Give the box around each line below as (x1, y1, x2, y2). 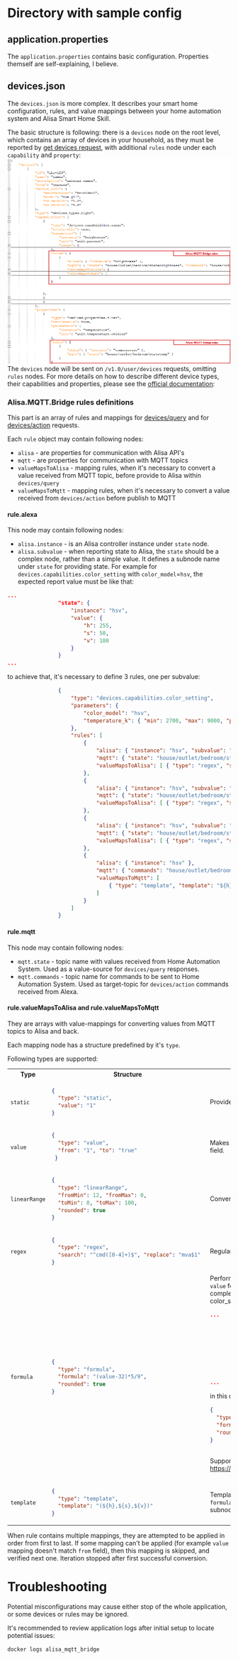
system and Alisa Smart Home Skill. (7, 114, 111, 122)
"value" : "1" (57, 1102, 97, 1110)
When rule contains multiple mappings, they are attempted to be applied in (7, 1531, 225, 1540)
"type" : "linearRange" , (57, 1184, 128, 1192)
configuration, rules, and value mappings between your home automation (7, 107, 222, 115)
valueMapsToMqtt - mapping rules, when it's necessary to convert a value (17, 486, 230, 495)
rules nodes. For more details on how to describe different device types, (7, 372, 220, 380)
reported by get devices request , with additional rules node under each (7, 143, 217, 151)
